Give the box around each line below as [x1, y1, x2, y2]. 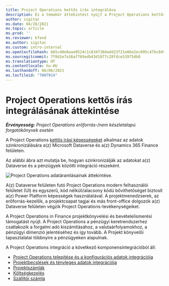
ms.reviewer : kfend [6, 36, 47, 41]
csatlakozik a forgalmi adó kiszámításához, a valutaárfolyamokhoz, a [6, 224, 147, 230]
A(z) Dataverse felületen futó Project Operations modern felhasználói [6, 182, 148, 188]
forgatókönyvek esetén [6, 127, 54, 133]
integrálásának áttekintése [6, 105, 120, 117]
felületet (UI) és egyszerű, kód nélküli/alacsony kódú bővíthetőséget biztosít [6, 187, 163, 194]
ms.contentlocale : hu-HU [6, 63, 58, 68]
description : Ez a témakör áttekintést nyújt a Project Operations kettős [6, 12, 165, 17]
